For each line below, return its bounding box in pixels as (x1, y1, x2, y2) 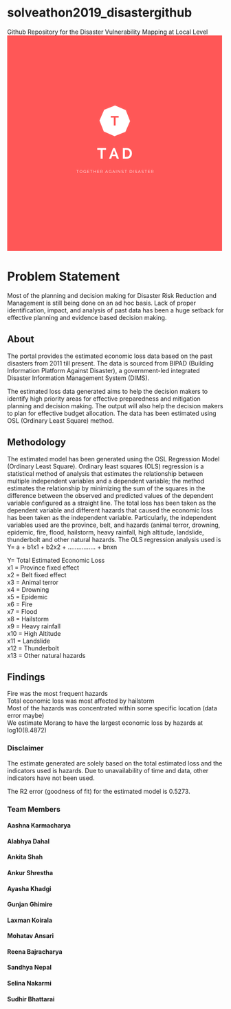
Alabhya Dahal (7, 837, 50, 846)
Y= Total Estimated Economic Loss (7, 556, 105, 564)
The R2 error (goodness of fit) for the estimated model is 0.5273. (7, 787, 190, 795)
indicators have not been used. (7, 774, 95, 782)
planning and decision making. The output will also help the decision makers (7, 401, 223, 410)
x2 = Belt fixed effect (7, 570, 67, 579)
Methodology (7, 437, 67, 448)
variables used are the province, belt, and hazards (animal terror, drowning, (7, 521, 221, 529)
